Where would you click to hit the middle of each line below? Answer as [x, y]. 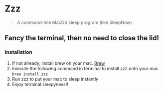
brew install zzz [30, 74]
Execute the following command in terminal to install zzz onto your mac [85, 68]
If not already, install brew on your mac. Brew [58, 63]
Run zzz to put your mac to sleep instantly [55, 79]
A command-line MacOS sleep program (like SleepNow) [75, 22]
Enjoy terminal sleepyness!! [40, 84]
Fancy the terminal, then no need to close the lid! [82, 38]
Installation [19, 52]
